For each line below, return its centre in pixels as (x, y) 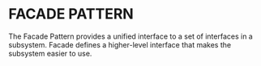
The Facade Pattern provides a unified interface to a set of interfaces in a (130, 36)
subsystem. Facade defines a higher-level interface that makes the (120, 44)
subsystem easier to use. (50, 53)
